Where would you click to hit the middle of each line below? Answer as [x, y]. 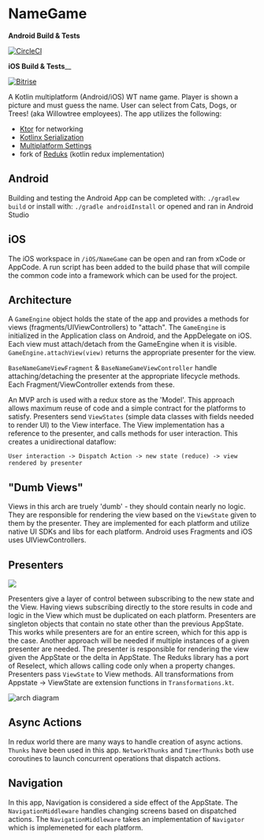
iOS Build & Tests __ [40, 66]
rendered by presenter [45, 463]
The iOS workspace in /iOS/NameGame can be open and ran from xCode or [127, 258]
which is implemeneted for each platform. [76, 827]
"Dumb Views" [46, 487]
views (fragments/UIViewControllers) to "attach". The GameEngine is [117, 328]
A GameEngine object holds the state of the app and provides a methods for [129, 319]
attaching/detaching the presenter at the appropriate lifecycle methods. [124, 377]
